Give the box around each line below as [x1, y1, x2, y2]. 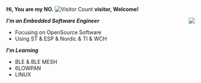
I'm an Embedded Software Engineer [6, 17, 100, 24]
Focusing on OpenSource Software [14, 29, 102, 36]
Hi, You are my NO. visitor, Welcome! [6, 6, 139, 13]
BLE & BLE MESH [14, 59, 58, 65]
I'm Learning [6, 47, 39, 54]
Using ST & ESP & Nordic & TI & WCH [14, 35, 107, 42]
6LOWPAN [14, 64, 41, 72]
